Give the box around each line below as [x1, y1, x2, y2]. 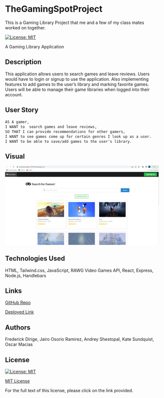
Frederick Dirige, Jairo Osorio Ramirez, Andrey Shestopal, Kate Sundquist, [5, 336, 154, 342]
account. [5, 91, 23, 97]
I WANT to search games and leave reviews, [5, 124, 97, 129]
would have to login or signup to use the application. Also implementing [5, 76, 149, 82]
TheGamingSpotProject [5, 3, 102, 15]
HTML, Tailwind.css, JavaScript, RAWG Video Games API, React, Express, [5, 267, 154, 273]
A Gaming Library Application [5, 44, 64, 49]
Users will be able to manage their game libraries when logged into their [5, 87, 150, 92]
